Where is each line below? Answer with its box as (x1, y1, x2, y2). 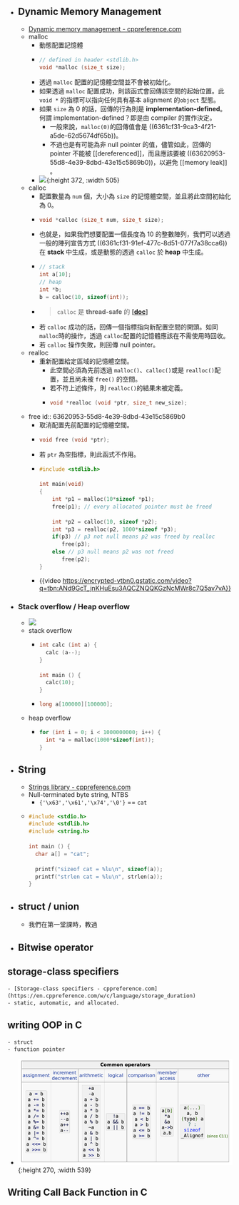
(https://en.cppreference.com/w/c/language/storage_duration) (7, 992, 196, 1000)
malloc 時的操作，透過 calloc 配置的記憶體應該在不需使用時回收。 (39, 331, 230, 340)
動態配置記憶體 (39, 41, 83, 49)
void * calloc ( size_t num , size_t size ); (39, 216, 164, 223)
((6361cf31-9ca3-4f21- (148, 122, 217, 131)
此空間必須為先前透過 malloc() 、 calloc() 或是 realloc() (49, 365, 215, 374)
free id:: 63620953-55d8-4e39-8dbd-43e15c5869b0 (28, 412, 185, 420)
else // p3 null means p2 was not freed (52, 549, 174, 556)
